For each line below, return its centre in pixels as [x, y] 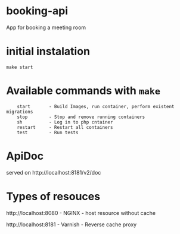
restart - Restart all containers [65, 127]
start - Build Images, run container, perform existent [96, 106]
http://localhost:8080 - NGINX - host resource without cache [81, 213]
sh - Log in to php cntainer [65, 122]
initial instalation [48, 51]
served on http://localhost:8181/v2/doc [54, 172]
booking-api [37, 11]
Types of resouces [53, 196]
